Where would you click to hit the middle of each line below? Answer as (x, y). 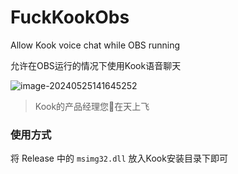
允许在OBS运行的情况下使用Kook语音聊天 (96, 65)
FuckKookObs (70, 17)
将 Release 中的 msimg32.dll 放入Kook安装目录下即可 (119, 158)
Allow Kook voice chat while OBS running (95, 45)
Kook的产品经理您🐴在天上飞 (92, 106)
